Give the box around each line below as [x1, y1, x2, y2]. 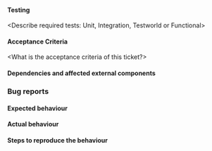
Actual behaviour [7, 120, 59, 129]
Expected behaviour [7, 104, 68, 112]
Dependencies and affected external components [7, 69, 156, 77]
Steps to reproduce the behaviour [7, 136, 108, 144]
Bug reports [7, 86, 49, 96]
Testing [7, 6, 30, 14]
